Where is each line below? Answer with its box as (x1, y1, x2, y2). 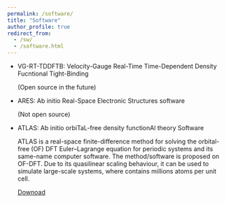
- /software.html (13, 43, 64, 50)
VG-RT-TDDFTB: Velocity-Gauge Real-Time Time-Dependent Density (17, 62, 217, 70)
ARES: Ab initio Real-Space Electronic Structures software (17, 97, 185, 105)
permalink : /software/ (7, 10, 73, 17)
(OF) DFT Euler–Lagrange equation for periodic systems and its (31, 145, 213, 153)
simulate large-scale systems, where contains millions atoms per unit (17, 167, 217, 175)
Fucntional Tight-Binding (17, 69, 89, 78)
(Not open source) (17, 110, 71, 118)
